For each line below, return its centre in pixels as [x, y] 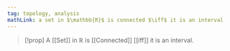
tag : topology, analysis [43, 13]
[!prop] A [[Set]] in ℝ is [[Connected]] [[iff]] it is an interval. [109, 40]
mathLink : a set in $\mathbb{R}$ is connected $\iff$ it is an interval [115, 20]
